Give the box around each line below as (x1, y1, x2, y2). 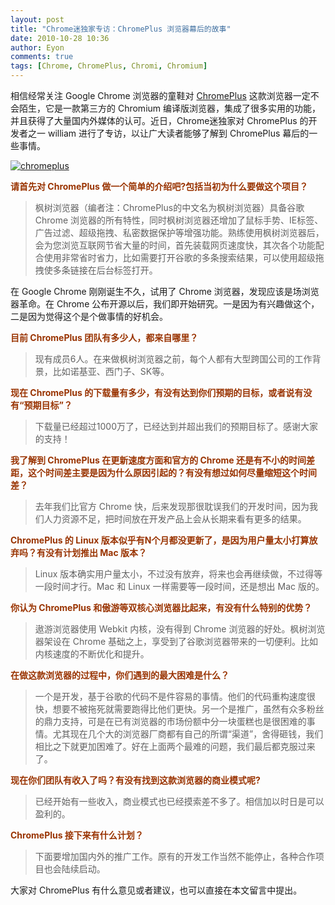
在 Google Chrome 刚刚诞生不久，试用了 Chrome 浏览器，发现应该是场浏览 (10, 286, 320, 297)
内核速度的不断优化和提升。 (34, 648, 150, 660)
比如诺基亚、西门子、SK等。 (52, 366, 170, 377)
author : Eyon (10, 42, 65, 53)
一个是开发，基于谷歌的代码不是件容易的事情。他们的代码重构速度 (34, 691, 307, 702)
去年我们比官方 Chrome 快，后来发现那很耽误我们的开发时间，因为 (34, 501, 310, 512)
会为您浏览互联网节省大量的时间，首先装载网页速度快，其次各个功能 (34, 239, 316, 251)
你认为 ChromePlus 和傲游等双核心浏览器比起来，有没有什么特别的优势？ (10, 602, 313, 613)
